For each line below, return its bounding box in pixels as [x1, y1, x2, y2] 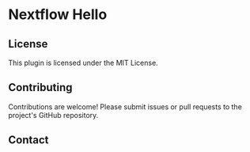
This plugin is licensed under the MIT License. [8, 58, 158, 67]
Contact [8, 133, 49, 147]
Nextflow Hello [8, 6, 108, 24]
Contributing [8, 81, 73, 94]
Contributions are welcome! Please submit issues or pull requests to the [8, 101, 243, 112]
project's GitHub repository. [8, 110, 99, 120]
